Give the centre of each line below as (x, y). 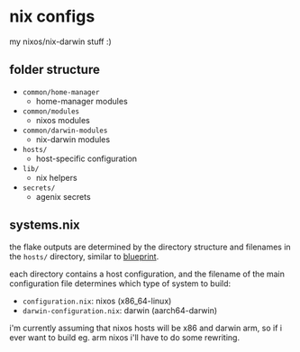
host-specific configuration (86, 158)
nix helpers (57, 177)
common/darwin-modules (65, 131)
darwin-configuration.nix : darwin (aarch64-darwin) (120, 310)
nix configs (52, 17)
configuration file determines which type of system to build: (120, 283)
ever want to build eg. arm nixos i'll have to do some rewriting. (125, 337)
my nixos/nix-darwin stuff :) (61, 41)
